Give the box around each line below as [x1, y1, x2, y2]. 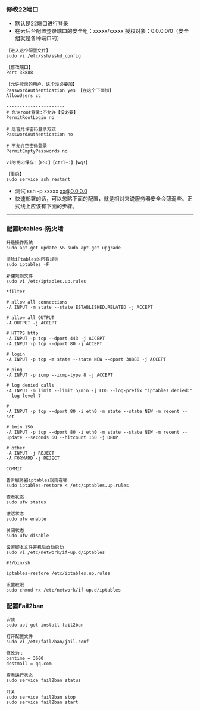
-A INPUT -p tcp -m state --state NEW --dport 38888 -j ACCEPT [6, 356, 167, 362]
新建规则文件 [6, 273, 33, 279]
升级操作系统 [6, 239, 33, 245]
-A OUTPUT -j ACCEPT [6, 320, 58, 326]
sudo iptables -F [6, 261, 49, 267]
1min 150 [11, 424, 33, 430]
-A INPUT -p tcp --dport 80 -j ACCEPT [6, 340, 102, 346]
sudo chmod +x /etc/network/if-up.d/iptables [6, 587, 121, 593]
